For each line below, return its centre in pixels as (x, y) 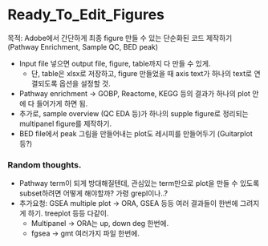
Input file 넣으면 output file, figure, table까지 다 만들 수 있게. (115, 63)
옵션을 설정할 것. (85, 83)
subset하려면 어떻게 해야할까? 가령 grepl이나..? (93, 193)
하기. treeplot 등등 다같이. (68, 213)
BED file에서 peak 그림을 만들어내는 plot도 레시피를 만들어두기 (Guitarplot (136, 133)
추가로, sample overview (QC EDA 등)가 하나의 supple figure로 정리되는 (134, 113)
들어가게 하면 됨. (62, 103)
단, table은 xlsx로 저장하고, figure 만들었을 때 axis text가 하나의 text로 (142, 73)
